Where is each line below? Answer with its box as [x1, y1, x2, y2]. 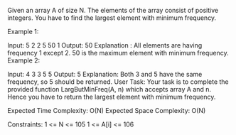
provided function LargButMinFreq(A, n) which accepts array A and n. [7, 85, 212, 93]
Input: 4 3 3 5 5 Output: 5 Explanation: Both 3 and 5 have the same [7, 70, 203, 78]
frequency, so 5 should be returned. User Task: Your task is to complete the [7, 77, 229, 86]
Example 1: [7, 28, 39, 36]
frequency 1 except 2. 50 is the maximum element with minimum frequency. [7, 49, 229, 57]
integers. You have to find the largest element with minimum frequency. [7, 13, 217, 22]
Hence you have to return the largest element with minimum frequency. [7, 92, 216, 101]
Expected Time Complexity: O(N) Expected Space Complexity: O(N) [7, 107, 206, 114]
